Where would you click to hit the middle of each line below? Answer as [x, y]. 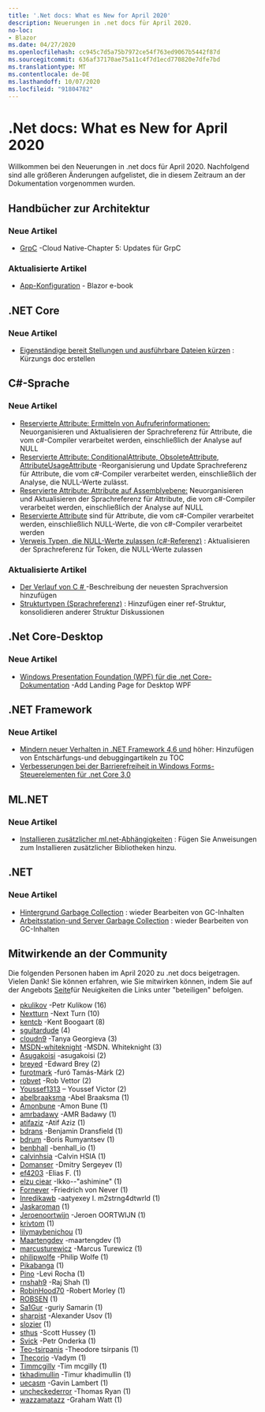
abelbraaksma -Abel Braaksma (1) [75, 1097]
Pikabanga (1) [42, 1265]
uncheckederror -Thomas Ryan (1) [75, 1391]
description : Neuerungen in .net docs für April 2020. [100, 23]
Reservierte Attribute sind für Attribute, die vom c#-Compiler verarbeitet [136, 515]
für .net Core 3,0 [105, 774]
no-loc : [21, 30]
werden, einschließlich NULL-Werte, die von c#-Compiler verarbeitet [131, 524]
